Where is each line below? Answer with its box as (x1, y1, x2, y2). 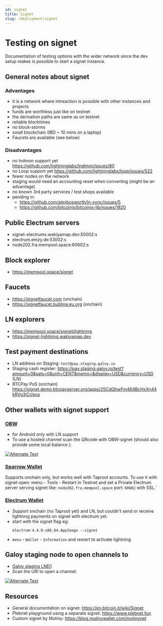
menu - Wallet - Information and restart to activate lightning (12, 536, 131, 542)
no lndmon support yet (12, 158, 59, 164)
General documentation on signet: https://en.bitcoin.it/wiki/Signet (12, 605, 144, 611)
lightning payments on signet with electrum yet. (12, 513, 108, 519)
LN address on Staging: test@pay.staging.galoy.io (12, 360, 116, 366)
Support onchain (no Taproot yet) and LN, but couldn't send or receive (12, 508, 154, 514)
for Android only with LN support (12, 431, 79, 437)
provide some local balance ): (12, 442, 72, 448)
